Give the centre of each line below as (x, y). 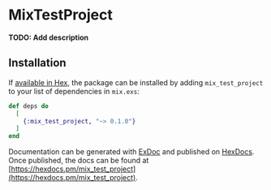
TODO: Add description (49, 37)
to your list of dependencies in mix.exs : (74, 91)
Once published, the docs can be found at (79, 161)
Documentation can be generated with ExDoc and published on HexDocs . (131, 152)
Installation (37, 63)
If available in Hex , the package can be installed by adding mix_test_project (136, 82)
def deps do (28, 106)
